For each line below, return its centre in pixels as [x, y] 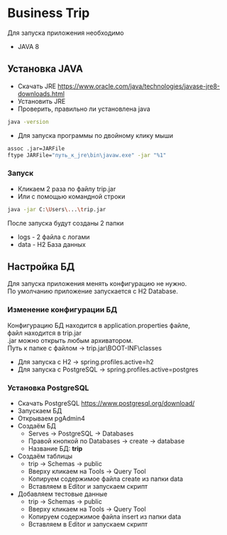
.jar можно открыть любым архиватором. [70, 340]
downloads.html [41, 93]
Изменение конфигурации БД [62, 309]
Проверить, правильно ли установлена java [84, 109]
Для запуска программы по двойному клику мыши [95, 135]
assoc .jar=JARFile [36, 148]
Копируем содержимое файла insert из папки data [105, 517]
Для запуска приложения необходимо [66, 33]
